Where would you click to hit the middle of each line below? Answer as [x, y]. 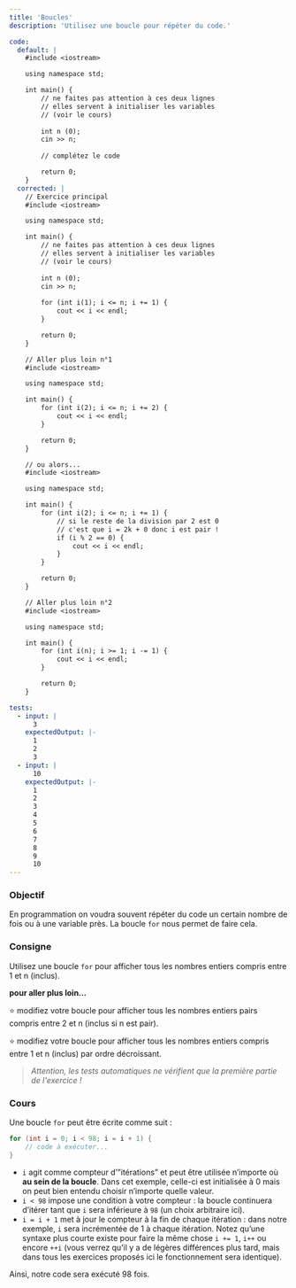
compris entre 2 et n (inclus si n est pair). [84, 1023]
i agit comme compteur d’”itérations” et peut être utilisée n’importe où [150, 1172]
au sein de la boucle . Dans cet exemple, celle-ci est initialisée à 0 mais [151, 1181]
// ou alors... [53, 465]
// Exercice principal [67, 197]
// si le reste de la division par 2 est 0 [137, 521]
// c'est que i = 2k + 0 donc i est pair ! [137, 529]
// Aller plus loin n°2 [69, 602]
